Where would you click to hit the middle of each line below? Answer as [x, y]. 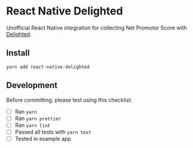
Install [18, 53]
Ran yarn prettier [38, 118]
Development [32, 85]
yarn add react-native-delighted [48, 67]
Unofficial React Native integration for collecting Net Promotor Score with [96, 28]
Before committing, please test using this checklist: [69, 100]
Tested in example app [43, 138]
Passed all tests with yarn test [53, 132]
